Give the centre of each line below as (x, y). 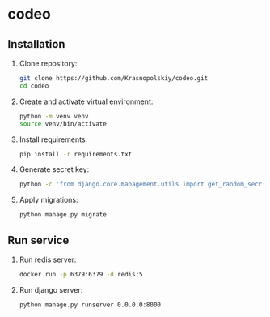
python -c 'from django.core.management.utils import (112, 184)
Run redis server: (48, 259)
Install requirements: (53, 139)
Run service (38, 240)
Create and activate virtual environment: (86, 101)
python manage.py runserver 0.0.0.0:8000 (90, 305)
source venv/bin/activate (63, 124)
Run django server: (51, 289)
